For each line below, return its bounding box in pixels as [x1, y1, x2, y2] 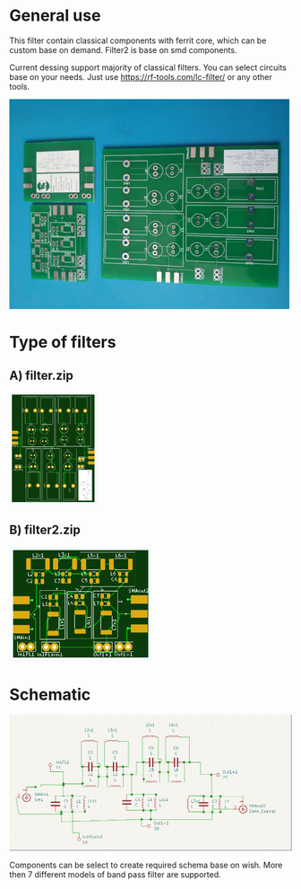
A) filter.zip [9, 367, 73, 383]
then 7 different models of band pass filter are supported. [9, 869, 221, 880]
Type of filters [9, 332, 116, 353]
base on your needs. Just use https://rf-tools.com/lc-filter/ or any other [9, 71, 273, 82]
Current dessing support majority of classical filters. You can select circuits [9, 62, 287, 73]
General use [9, 5, 101, 26]
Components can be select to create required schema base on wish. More [9, 859, 283, 871]
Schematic [9, 684, 91, 705]
